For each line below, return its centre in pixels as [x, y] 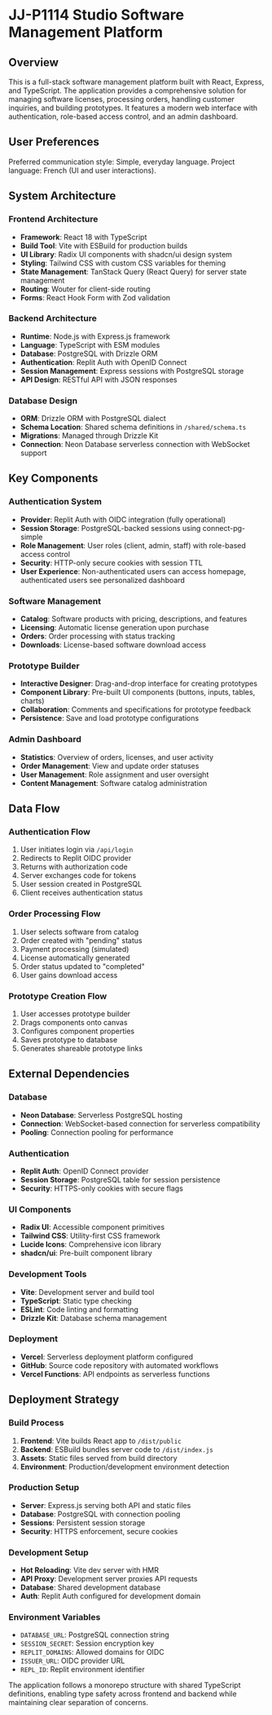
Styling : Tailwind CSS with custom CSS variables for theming [123, 263]
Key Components [53, 478]
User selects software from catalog [79, 932]
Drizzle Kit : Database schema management [93, 1318]
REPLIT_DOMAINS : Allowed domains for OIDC [92, 1652]
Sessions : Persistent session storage [83, 1522]
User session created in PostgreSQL [81, 884]
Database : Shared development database [90, 1588]
